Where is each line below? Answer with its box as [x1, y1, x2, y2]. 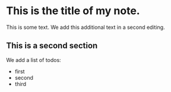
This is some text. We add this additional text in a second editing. [6, 24, 165, 31]
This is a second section [6, 41, 98, 51]
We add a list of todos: [6, 56, 61, 63]
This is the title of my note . [6, 4, 141, 18]
